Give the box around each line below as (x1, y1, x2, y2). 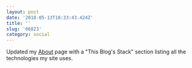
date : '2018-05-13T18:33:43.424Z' (6, 15, 94, 21)
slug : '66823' (6, 25, 42, 32)
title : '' (6, 20, 31, 26)
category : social (6, 32, 50, 38)
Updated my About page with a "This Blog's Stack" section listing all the (6, 48, 187, 55)
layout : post (6, 8, 39, 15)
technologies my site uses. (6, 55, 73, 62)
